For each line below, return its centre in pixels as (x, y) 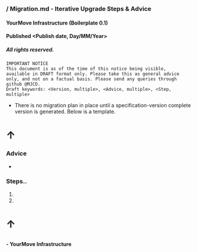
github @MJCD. (23, 84)
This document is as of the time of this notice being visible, (86, 69)
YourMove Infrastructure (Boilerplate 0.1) (57, 23)
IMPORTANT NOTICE (27, 64)
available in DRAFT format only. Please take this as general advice (93, 74)
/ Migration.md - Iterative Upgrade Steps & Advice (79, 9)
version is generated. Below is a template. (65, 112)
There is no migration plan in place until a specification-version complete (103, 105)
